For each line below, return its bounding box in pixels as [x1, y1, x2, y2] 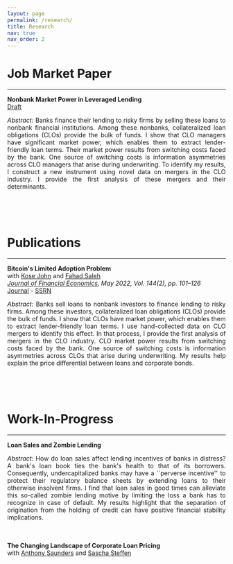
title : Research [7, 23, 54, 30]
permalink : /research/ [7, 17, 73, 24]
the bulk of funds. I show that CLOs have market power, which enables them [7, 315, 226, 323]
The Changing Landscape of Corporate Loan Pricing [7, 541, 161, 549]
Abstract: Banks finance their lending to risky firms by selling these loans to [7, 116, 226, 125]
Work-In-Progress [7, 411, 114, 427]
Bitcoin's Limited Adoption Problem [7, 264, 112, 273]
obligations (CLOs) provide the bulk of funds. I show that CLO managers [7, 131, 226, 139]
